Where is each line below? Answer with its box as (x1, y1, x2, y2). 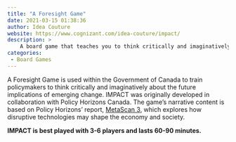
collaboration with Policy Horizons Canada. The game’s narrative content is (7, 98, 225, 106)
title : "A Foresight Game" (7, 10, 86, 18)
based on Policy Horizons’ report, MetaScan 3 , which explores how (7, 105, 202, 113)
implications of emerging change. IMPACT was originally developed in (7, 90, 210, 98)
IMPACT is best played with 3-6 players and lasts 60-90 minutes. (7, 126, 202, 134)
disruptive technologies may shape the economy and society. (7, 112, 185, 121)
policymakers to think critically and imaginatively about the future (7, 82, 197, 91)
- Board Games (10, 56, 52, 63)
